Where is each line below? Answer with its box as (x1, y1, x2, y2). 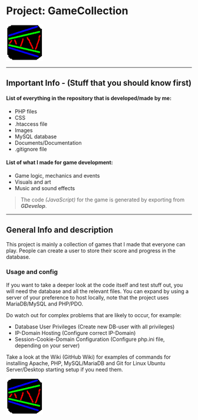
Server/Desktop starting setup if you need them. (6, 366, 124, 373)
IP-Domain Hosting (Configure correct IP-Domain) (14, 329, 136, 336)
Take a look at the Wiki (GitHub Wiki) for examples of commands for (6, 353, 171, 360)
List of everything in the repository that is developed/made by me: (6, 95, 172, 102)
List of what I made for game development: (6, 159, 113, 166)
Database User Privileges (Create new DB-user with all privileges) (14, 323, 175, 330)
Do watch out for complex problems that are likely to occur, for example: (6, 311, 181, 318)
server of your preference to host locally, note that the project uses (6, 294, 169, 301)
